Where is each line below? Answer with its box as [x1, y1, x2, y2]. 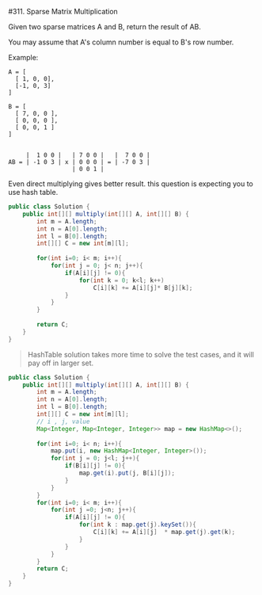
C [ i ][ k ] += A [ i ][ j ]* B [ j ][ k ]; [93, 284, 193, 292]
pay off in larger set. [27, 358, 94, 368]
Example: [8, 53, 39, 62]
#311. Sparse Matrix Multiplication [8, 7, 119, 16]
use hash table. [8, 188, 59, 196]
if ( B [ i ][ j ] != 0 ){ [64, 462, 126, 470]
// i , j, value [36, 418, 90, 425]
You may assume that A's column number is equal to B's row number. [8, 37, 234, 47]
